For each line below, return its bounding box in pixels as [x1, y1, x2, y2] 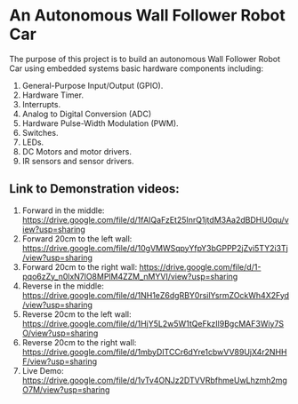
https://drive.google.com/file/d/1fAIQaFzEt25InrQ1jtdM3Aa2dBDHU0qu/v [21, 214, 289, 225]
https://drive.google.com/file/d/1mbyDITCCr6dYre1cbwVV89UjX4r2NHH [21, 346, 287, 357]
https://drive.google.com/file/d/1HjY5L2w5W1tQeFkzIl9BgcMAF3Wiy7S [21, 318, 285, 329]
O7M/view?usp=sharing [21, 384, 110, 395]
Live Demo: [21, 365, 64, 376]
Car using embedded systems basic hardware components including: [9, 63, 264, 74]
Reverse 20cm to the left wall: [21, 308, 132, 320]
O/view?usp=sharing [21, 328, 99, 338]
